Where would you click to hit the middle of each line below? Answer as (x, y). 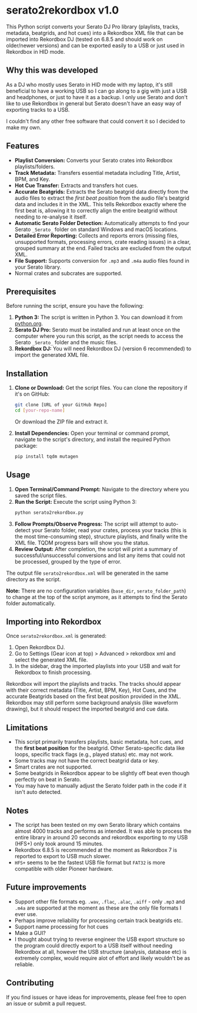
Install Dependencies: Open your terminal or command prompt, (92, 433)
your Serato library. (38, 267)
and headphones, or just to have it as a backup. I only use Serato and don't (97, 97)
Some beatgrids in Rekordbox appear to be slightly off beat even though (102, 773)
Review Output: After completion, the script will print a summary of (96, 549)
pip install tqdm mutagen (46, 456)
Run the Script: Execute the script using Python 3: (76, 501)
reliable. (24, 964)
